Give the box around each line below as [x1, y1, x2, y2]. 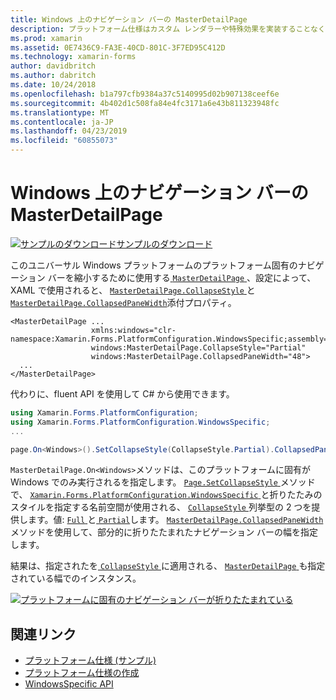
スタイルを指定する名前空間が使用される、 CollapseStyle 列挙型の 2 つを [10, 501, 312, 513]
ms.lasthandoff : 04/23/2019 [10, 126, 128, 136]
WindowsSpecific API [24, 678, 114, 690]
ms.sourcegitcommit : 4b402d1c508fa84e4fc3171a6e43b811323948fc [10, 98, 280, 108]
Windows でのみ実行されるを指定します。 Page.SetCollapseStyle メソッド [10, 476, 316, 488]
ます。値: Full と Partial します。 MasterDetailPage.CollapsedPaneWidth [27, 514, 324, 526]
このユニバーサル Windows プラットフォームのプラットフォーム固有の [10, 259, 298, 271]
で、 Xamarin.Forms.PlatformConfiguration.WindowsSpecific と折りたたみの [10, 489, 323, 501]
